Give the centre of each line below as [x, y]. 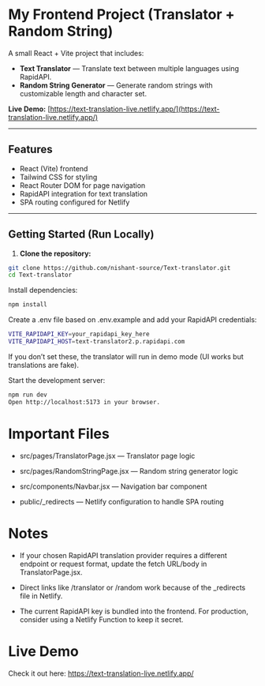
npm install [28, 305]
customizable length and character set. [83, 93]
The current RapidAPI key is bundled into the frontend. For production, [134, 611]
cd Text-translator [40, 275]
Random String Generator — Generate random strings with [116, 85]
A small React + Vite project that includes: [76, 53]
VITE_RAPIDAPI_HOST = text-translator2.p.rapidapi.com [97, 342]
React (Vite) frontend [54, 168]
